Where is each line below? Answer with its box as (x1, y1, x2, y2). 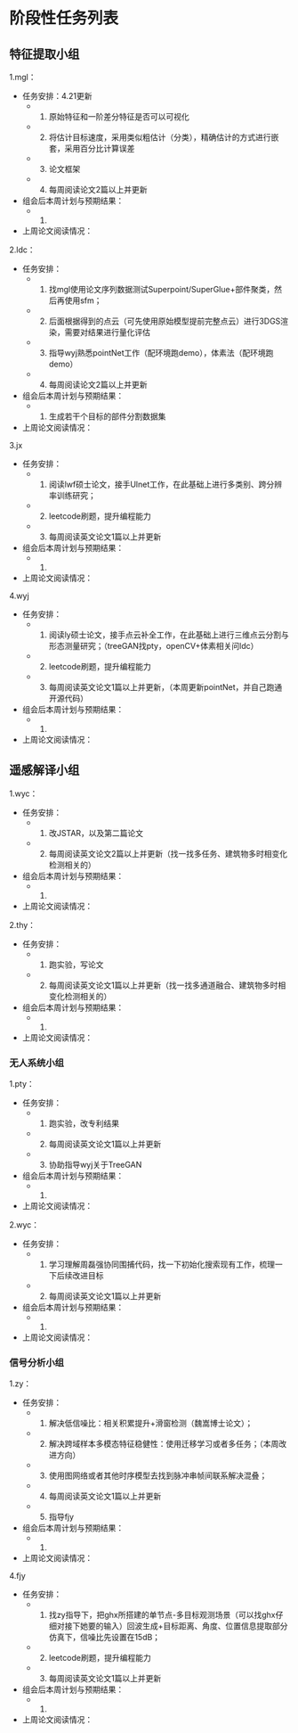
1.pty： (9, 1079, 36, 1089)
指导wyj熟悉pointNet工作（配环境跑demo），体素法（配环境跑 (48, 348, 274, 357)
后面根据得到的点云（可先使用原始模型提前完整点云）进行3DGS (48, 316, 281, 326)
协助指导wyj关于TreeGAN (48, 1160, 142, 1170)
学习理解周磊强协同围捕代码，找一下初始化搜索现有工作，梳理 (48, 1259, 276, 1270)
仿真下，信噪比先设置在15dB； (48, 1632, 161, 1643)
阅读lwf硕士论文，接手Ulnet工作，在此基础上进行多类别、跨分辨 (48, 479, 283, 489)
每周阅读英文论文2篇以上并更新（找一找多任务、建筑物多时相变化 (48, 848, 287, 858)
